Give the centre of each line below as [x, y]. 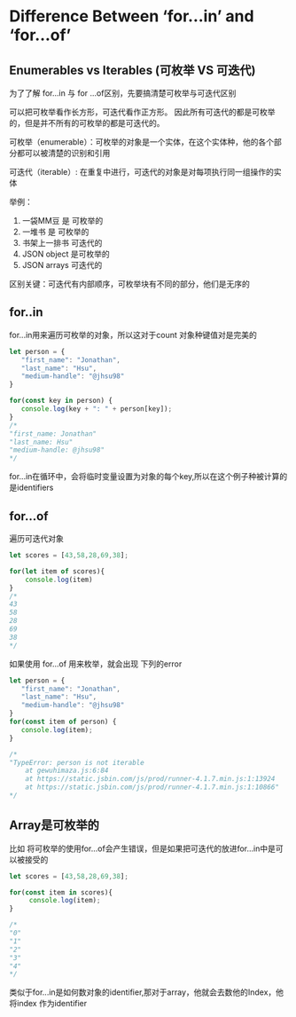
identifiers [35, 488]
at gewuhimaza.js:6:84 [67, 771]
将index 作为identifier [48, 1004]
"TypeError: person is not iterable [77, 762]
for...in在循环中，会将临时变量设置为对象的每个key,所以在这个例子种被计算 [144, 477]
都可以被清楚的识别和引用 [63, 153]
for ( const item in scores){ [61, 892]
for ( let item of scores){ [57, 571]
